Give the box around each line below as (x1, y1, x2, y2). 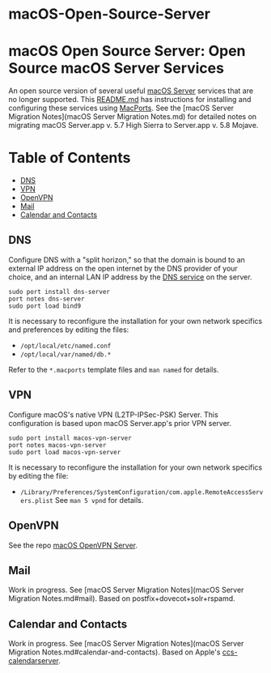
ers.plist (19, 496, 54, 505)
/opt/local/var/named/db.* (19, 350, 112, 359)
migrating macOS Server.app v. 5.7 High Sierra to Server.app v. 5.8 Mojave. (8, 121, 259, 130)
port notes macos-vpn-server (8, 441, 107, 449)
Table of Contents (8, 149, 131, 167)
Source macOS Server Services (8, 59, 225, 78)
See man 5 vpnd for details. (55, 495, 144, 505)
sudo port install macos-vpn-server (8, 434, 132, 442)
